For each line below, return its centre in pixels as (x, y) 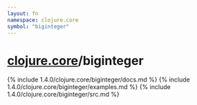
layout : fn (23, 13)
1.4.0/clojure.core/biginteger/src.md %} (63, 95)
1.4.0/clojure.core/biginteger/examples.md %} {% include (89, 87)
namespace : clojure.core (43, 20)
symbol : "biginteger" (38, 26)
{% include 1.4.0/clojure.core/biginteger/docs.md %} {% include (98, 79)
